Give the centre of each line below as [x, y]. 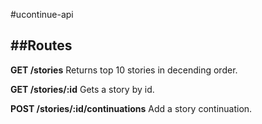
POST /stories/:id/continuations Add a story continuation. [131, 108]
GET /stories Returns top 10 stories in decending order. [124, 70]
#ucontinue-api [42, 14]
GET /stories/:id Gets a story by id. [82, 89]
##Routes [41, 45]
